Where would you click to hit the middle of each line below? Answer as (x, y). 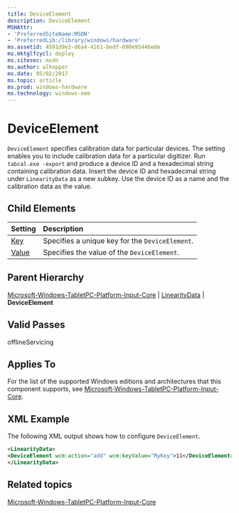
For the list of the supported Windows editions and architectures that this (115, 381)
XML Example (38, 419)
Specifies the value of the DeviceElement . (111, 252)
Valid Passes (36, 325)
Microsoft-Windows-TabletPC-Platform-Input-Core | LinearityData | (106, 295)
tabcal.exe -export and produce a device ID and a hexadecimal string (111, 164)
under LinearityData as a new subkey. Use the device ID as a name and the (118, 179)
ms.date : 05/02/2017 (38, 73)
